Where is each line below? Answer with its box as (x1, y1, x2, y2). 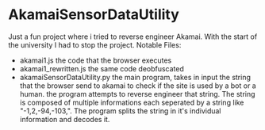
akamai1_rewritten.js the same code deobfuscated (19, 63, 185, 73)
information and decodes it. (19, 114, 110, 124)
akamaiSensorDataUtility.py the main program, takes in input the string (19, 72, 252, 82)
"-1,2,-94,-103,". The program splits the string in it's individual (19, 105, 221, 116)
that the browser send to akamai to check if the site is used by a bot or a (19, 81, 256, 90)
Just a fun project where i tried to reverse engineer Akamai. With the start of (8, 32, 258, 41)
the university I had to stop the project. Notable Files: (8, 40, 182, 49)
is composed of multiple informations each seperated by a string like (19, 97, 244, 107)
